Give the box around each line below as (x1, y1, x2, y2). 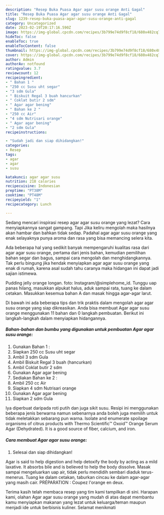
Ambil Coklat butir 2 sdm (12, 365, 62, 371)
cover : (5, 52, 19, 58)
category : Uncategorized (5, 21, 56, 26)
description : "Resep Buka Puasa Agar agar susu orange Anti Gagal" (5, 7, 146, 12)
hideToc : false (5, 35, 36, 40)
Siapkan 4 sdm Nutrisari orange (12, 385, 77, 391)
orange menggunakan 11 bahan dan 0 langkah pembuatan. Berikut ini (5, 310, 144, 316)
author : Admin (5, 57, 35, 62)
